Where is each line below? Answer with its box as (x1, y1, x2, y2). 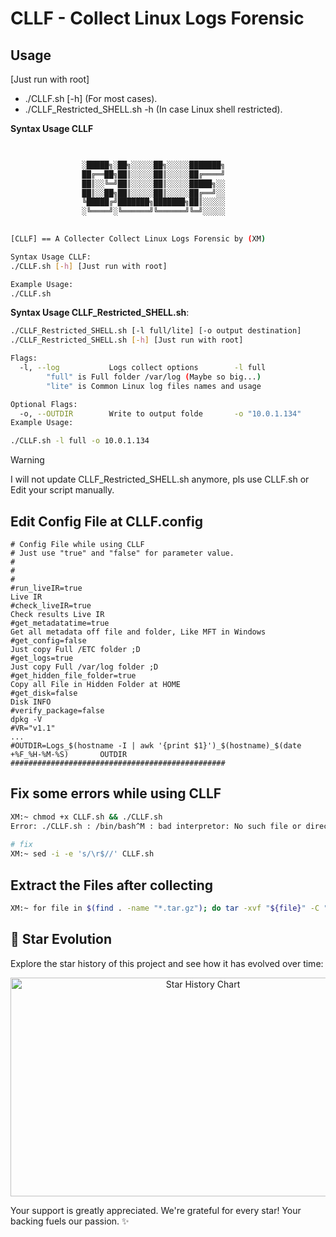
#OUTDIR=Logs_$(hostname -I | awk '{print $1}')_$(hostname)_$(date (10, 740, 302, 751)
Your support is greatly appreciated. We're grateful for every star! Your (10, 1204, 302, 1216)
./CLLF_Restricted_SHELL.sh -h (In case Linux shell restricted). (24, 103, 283, 115)
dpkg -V (10, 714, 43, 724)
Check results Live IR (10, 609, 105, 619)
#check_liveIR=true (10, 600, 92, 611)
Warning (10, 454, 45, 466)
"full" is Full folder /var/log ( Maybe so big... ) (46, 372, 262, 382)
